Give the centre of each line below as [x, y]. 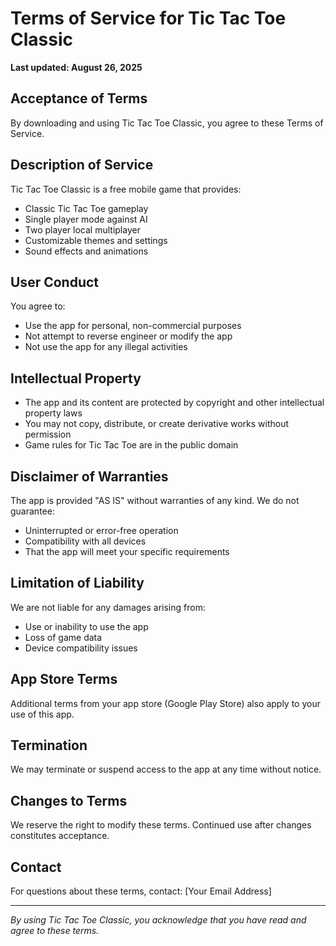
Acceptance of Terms [79, 98]
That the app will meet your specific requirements [127, 551]
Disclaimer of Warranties [89, 476]
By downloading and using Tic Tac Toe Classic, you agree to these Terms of [167, 123]
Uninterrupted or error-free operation [101, 530]
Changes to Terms [69, 800]
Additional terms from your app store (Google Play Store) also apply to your [165, 703]
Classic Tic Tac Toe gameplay [86, 208]
